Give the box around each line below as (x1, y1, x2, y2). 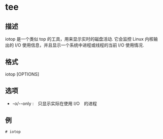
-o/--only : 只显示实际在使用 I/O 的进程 (12, 100, 97, 106)
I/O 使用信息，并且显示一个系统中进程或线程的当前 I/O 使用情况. (14, 42, 144, 48)
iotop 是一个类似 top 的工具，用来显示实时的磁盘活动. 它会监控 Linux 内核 (5, 36, 154, 42)
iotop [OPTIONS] (5, 71, 39, 77)
